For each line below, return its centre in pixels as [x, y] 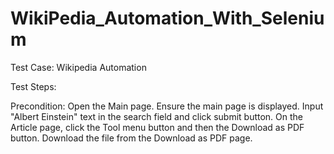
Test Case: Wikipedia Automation [78, 67]
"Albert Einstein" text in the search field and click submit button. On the [157, 116]
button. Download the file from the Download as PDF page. [131, 138]
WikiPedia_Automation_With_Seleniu [167, 18]
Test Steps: [33, 86]
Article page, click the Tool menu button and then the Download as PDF [157, 127]
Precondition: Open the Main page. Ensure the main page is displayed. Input [167, 106]
